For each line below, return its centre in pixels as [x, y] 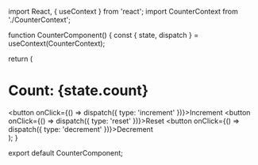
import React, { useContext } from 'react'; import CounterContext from [123, 11]
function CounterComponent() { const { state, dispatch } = [104, 35]
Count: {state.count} [79, 91]
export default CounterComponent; [65, 152]
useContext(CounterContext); [57, 43]
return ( [21, 59]
